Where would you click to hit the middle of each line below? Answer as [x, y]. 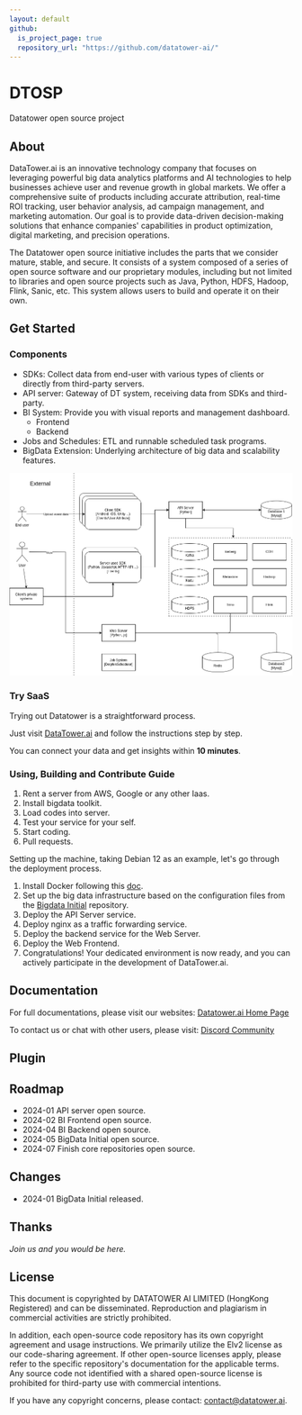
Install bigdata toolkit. [62, 803]
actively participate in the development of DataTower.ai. [125, 962]
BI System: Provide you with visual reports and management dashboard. [156, 412]
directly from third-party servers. [84, 384]
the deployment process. [55, 868]
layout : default [40, 19]
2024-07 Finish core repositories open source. [109, 1149]
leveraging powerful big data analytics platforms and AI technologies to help [151, 177]
